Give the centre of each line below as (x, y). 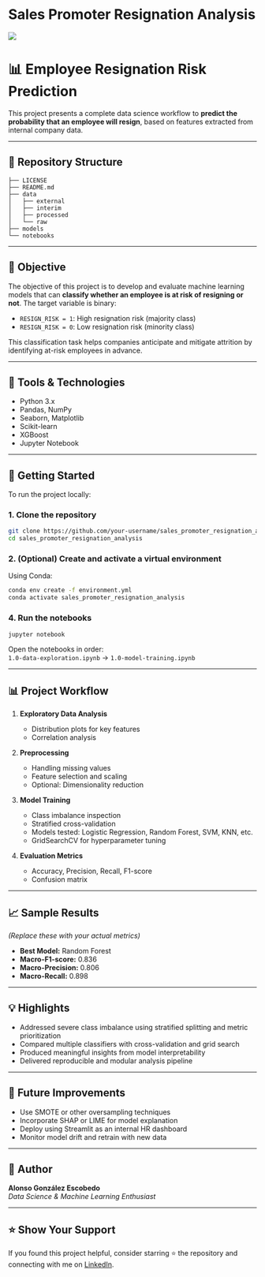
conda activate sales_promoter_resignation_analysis (97, 598)
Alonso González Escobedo (54, 1188)
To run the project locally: (50, 495)
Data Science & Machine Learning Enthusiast (82, 1197)
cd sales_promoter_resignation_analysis (76, 539)
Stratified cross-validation (73, 824)
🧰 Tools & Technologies (67, 382)
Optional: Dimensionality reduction (88, 785)
